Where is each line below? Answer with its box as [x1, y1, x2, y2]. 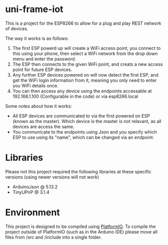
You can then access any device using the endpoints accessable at [12, 88, 152, 94]
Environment [5, 207, 60, 218]
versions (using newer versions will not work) [5, 174, 99, 180]
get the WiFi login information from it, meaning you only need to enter [12, 77, 157, 83]
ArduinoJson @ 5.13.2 [12, 183, 58, 190]
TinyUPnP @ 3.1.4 [12, 189, 50, 195]
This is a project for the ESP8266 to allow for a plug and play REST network [5, 20, 162, 26]
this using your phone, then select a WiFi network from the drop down [12, 50, 158, 56]
